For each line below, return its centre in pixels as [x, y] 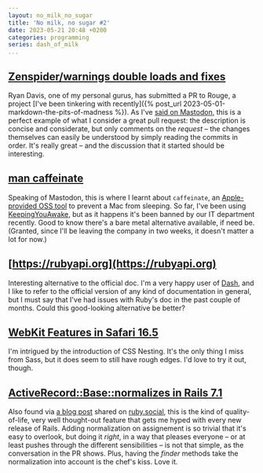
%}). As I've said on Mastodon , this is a [178, 112]
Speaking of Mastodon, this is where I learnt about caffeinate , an [114, 197]
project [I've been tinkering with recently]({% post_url [95, 104]
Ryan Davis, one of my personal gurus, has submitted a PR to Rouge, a [122, 95]
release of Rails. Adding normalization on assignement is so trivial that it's [127, 428]
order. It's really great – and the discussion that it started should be [117, 145]
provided [23, 206]
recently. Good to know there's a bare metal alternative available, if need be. [131, 222]
